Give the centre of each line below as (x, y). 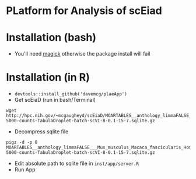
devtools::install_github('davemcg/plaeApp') (71, 94)
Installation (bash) (51, 38)
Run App (25, 170)
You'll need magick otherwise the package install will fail (82, 54)
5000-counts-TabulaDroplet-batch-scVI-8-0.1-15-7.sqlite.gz (81, 153)
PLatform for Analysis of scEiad (84, 11)
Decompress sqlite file (41, 132)
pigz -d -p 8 (22, 142)
